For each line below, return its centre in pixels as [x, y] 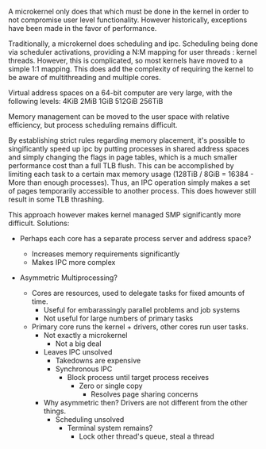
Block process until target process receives [138, 377]
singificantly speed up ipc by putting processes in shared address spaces [129, 149]
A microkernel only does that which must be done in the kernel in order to [129, 12]
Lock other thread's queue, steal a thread [146, 436]
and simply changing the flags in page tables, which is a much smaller [123, 157]
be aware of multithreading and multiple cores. [85, 77]
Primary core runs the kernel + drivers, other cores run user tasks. [140, 327]
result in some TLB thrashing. [56, 199]
